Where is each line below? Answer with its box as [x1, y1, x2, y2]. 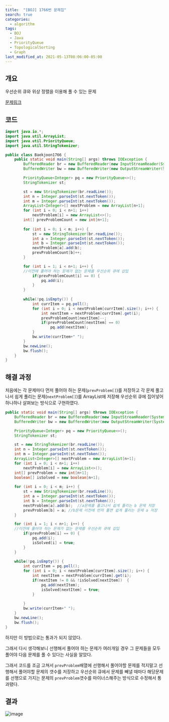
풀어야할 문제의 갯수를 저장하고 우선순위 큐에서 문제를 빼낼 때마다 [18, 669, 146, 675]
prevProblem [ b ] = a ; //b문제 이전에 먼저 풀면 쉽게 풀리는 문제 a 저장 [23, 508, 157, 513]
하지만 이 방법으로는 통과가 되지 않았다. [5, 634, 82, 640]
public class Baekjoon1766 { [5, 152, 66, 157]
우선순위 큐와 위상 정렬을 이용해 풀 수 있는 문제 [5, 89, 97, 95]
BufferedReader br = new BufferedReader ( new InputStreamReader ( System [14, 414, 165, 419]
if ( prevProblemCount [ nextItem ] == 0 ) [41, 320, 121, 325]
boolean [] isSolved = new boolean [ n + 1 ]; [14, 475, 100, 480]
